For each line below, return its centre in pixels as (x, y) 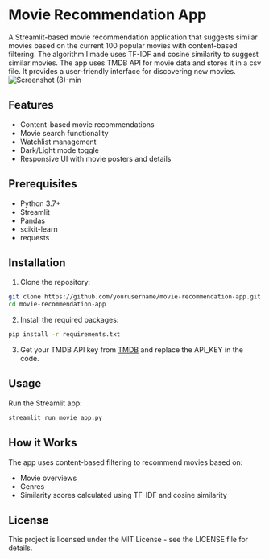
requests (35, 237)
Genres (32, 486)
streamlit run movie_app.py (56, 417)
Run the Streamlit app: (45, 403)
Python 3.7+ (40, 203)
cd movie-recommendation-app (57, 304)
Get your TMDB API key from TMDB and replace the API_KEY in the (132, 350)
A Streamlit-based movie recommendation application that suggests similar (133, 37)
